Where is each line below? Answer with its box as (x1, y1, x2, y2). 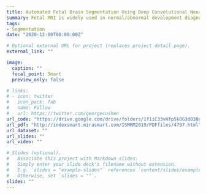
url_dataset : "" (6, 127, 48, 133)
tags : (6, 20, 20, 26)
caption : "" (12, 65, 43, 71)
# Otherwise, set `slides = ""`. (6, 173, 97, 179)
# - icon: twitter (6, 93, 53, 100)
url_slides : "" (6, 133, 45, 140)
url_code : (6, 116, 32, 122)
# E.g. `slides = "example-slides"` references (6, 166, 136, 173)
